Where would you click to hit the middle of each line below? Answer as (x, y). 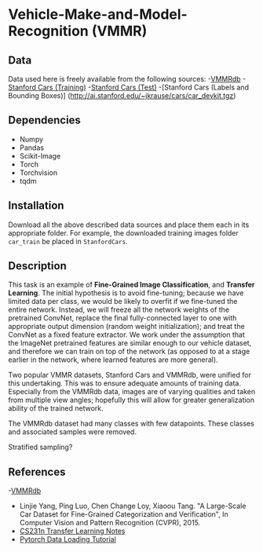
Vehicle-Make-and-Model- (98, 15)
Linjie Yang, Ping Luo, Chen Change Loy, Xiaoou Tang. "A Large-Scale (133, 506)
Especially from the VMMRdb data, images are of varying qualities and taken (132, 392)
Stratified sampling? (40, 447)
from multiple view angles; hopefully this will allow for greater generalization (131, 400)
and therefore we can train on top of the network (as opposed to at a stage (129, 352)
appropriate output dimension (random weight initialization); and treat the (126, 327)
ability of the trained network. (56, 408)
